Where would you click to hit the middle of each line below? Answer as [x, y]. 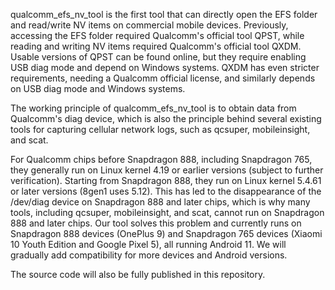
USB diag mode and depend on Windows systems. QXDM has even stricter [165, 67]
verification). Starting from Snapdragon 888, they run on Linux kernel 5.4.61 [166, 180]
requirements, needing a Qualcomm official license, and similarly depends [163, 78]
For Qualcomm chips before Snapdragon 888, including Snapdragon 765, [161, 159]
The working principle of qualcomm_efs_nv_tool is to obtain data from [153, 108]
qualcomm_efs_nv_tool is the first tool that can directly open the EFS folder [164, 14]
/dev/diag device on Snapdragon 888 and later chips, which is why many [160, 202]
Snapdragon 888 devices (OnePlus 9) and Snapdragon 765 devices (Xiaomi [166, 233]
